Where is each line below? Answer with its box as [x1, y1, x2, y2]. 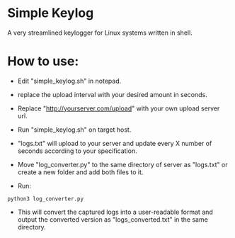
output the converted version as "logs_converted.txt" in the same [17, 215, 209, 224]
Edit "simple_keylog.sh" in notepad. [17, 76, 122, 85]
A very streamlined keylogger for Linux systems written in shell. [7, 28, 193, 37]
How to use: [7, 53, 79, 69]
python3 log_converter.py [7, 195, 84, 203]
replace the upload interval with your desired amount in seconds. [17, 90, 207, 98]
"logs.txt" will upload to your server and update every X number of [17, 139, 212, 147]
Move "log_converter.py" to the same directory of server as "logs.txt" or [17, 160, 228, 169]
